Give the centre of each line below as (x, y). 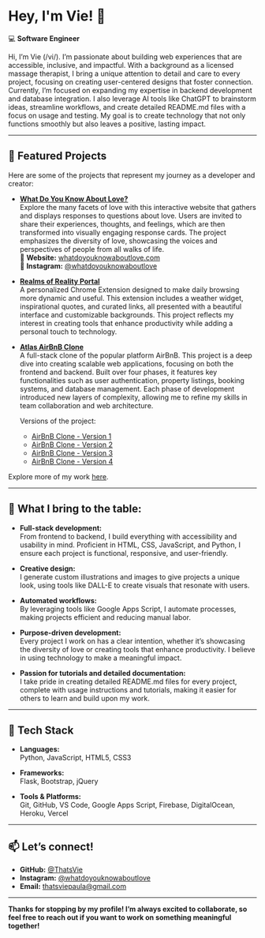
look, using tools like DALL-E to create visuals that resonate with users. (134, 585)
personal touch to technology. (68, 332)
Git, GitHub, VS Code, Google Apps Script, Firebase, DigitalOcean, (127, 805)
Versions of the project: (58, 421)
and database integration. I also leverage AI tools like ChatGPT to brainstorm (132, 99)
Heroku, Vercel (44, 813)
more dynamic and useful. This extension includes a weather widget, (131, 298)
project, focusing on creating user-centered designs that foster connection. (131, 81)
